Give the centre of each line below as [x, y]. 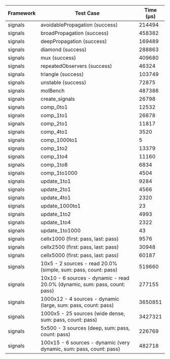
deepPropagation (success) [74, 41]
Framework [22, 13]
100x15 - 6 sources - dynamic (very [85, 343]
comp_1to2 [54, 148]
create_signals [57, 99]
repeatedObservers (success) [76, 66]
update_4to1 [55, 198]
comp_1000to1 [59, 140]
